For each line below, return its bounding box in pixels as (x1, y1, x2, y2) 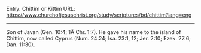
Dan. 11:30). (6, 41, 35, 48)
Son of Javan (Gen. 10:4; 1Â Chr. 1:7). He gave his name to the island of (6, 29, 181, 35)
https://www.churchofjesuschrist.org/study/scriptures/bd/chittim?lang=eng (6, 11, 192, 18)
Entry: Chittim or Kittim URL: (6, 5, 75, 12)
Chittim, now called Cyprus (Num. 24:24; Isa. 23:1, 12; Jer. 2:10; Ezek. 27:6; (6, 35, 191, 42)
